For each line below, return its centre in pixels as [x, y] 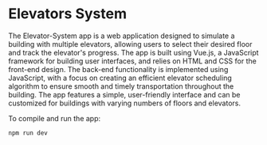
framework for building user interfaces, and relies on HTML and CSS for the [132, 61]
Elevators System [68, 14]
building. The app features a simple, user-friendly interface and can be [124, 94]
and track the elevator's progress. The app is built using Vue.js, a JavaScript [133, 52]
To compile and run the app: [55, 118]
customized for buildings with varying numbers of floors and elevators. [125, 103]
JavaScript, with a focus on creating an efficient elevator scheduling [120, 78]
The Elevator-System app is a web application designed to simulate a [122, 36]
